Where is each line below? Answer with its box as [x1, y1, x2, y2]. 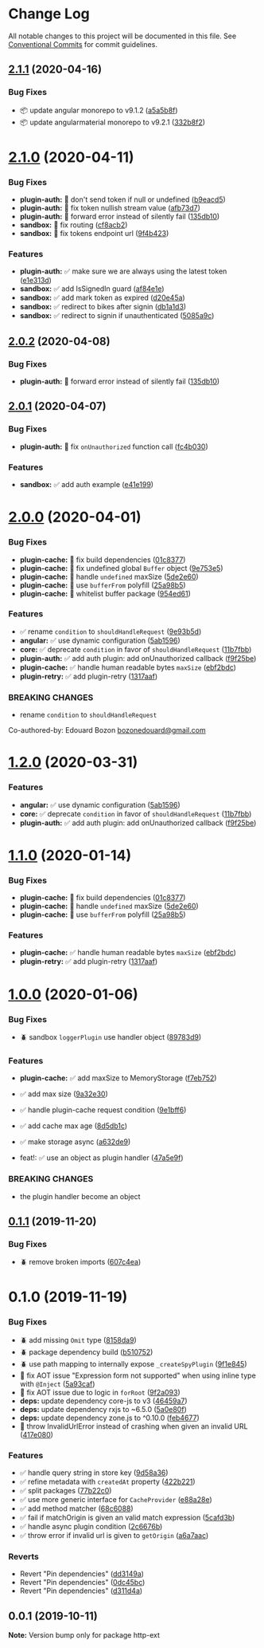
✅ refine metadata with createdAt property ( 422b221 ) [19, 1477, 196, 1486]
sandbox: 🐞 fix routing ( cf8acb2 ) [19, 220, 128, 230]
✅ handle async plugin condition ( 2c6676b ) [19, 1521, 163, 1531]
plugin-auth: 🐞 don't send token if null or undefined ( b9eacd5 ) [19, 195, 227, 204]
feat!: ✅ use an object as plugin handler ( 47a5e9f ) [19, 1153, 184, 1162]
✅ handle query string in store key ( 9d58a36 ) [19, 1468, 169, 1477]
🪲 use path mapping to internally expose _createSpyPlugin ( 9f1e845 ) [19, 1359, 248, 1368]
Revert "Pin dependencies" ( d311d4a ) [19, 1586, 143, 1595]
